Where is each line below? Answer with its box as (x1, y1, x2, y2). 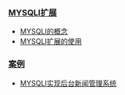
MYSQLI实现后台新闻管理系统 (19, 78, 117, 88)
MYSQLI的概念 (19, 26, 68, 37)
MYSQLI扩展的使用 (19, 37, 82, 46)
